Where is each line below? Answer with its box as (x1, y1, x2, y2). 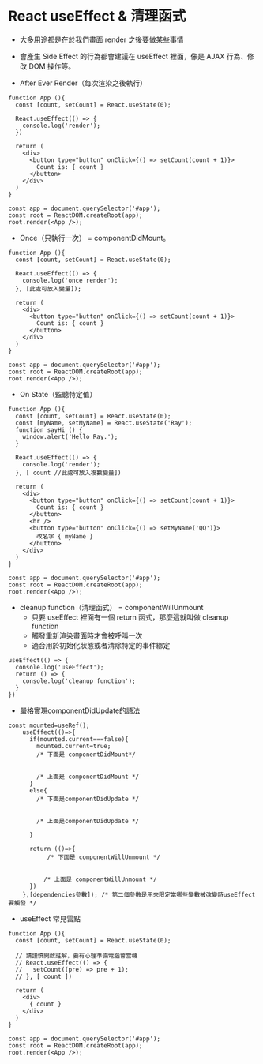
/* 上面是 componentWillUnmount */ (43, 875, 157, 883)
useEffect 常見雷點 (19, 913, 81, 924)
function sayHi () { (15, 425, 83, 434)
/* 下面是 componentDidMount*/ (36, 751, 136, 759)
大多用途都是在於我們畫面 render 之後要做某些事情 (19, 35, 184, 44)
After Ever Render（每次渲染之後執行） (19, 78, 148, 88)
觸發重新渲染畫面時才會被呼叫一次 (31, 631, 143, 640)
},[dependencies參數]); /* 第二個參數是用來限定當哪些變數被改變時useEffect (22, 890, 256, 898)
